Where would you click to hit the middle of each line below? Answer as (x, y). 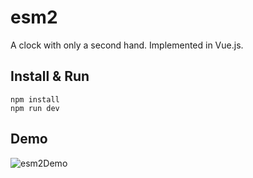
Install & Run (50, 76)
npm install (35, 99)
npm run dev (35, 108)
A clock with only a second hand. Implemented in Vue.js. (127, 45)
